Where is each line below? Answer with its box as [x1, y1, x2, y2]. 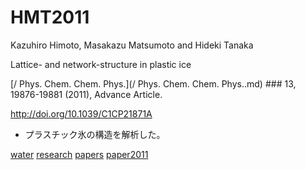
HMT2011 [10, 6, 90, 29]
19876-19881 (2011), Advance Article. [10, 88, 163, 100]
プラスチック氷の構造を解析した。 [24, 128, 166, 140]
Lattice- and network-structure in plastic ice [10, 58, 192, 70]
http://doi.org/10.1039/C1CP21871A [10, 107, 153, 120]
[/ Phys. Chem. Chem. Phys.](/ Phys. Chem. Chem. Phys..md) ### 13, [10, 77, 297, 90]
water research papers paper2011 [10, 148, 149, 160]
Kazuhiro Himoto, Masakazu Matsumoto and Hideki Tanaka [10, 39, 254, 51]
